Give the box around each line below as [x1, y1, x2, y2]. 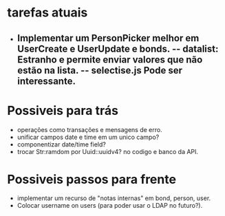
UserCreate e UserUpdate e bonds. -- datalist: [17, 43, 219, 54]
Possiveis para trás [7, 102, 119, 118]
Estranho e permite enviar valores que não [17, 54, 203, 65]
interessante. [17, 75, 76, 87]
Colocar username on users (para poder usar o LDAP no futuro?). [17, 202, 203, 210]
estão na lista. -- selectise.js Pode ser [17, 64, 183, 76]
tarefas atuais [7, 5, 88, 21]
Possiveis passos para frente [7, 171, 177, 187]
